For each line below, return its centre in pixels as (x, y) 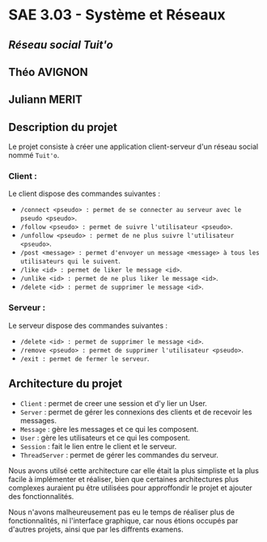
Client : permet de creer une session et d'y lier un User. (114, 403)
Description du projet (63, 127)
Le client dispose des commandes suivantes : (84, 194)
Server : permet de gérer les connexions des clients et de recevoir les (136, 412)
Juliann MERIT (46, 100)
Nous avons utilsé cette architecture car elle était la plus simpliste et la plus (133, 470)
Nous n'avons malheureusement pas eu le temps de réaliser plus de (121, 512)
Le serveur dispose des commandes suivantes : (88, 325)
